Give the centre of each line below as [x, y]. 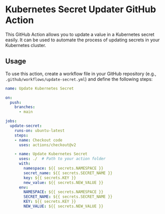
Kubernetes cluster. [26, 45]
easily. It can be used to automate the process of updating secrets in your [82, 40]
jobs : [11, 121]
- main [26, 112]
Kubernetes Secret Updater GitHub [81, 9]
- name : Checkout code [38, 140]
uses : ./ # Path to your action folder [62, 159]
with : [24, 164]
